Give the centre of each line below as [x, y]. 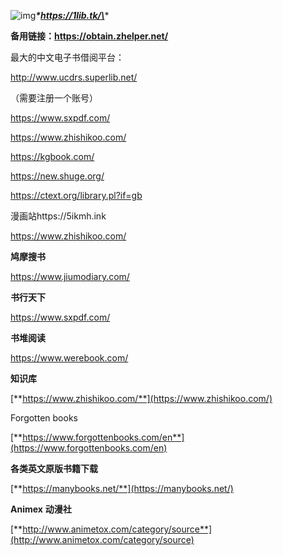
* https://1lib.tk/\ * [72, 15]
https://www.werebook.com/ [69, 358]
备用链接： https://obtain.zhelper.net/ [89, 36]
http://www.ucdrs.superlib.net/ [74, 77]
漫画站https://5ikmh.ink [58, 216]
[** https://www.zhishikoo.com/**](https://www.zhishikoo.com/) [141, 398]
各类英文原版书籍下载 [54, 468]
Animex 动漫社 [41, 509]
